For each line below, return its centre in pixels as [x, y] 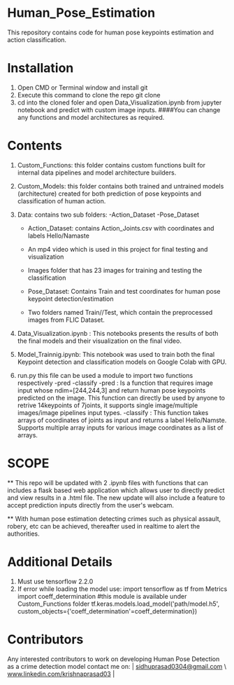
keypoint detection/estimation [71, 299]
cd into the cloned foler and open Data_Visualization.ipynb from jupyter [119, 102]
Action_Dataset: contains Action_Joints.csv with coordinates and [121, 228]
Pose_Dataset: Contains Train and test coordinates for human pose [124, 291]
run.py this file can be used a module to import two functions [105, 375]
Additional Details [60, 562]
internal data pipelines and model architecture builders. [97, 172]
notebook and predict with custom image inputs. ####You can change [119, 109]
